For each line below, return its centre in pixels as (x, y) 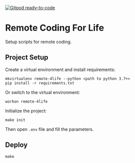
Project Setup (27, 57)
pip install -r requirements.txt (40, 83)
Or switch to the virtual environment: (43, 92)
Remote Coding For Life (55, 28)
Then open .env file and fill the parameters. (49, 129)
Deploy (16, 145)
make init (15, 120)
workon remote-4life (27, 101)
